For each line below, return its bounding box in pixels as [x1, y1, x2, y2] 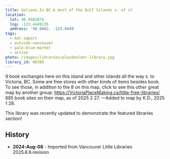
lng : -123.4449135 [10, 21, 49, 27]
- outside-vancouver [10, 41, 53, 46]
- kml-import [10, 36, 38, 41]
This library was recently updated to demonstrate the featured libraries [5, 110, 153, 116]
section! [5, 115, 22, 122]
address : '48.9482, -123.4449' [10, 26, 76, 31]
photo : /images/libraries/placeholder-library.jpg [5, 54, 115, 60]
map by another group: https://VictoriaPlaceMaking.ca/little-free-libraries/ [5, 89, 160, 96]
